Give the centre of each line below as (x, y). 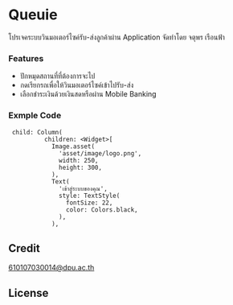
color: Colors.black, (102, 210)
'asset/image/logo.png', (100, 153)
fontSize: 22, (89, 203)
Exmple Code (35, 116)
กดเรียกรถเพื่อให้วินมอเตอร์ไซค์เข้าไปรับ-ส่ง (77, 85)
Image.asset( (73, 146)
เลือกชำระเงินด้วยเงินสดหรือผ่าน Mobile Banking (88, 94)
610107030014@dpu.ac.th (51, 268)
